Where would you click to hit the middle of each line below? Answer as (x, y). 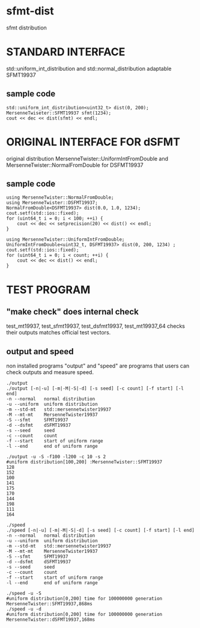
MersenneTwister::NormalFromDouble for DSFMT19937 (75, 165)
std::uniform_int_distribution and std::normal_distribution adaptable (89, 68)
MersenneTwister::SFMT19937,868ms (50, 604)
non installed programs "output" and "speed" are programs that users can (98, 366)
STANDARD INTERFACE (66, 52)
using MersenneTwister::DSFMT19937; (52, 203)
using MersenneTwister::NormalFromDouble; (60, 198)
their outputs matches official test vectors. (59, 333)
